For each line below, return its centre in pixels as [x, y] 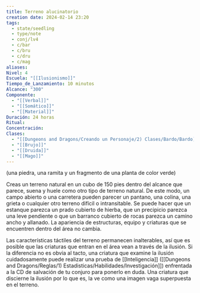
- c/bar [21, 45]
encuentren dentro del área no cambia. [54, 229]
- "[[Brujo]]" [29, 145]
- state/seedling [33, 28]
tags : [13, 23]
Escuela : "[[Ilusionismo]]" [41, 78]
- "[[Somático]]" [33, 106]
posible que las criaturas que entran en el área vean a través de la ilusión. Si [99, 247]
